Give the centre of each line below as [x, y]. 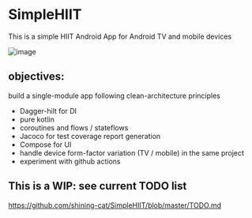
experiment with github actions [70, 161]
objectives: [36, 77]
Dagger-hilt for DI [48, 111]
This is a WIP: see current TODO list [98, 186]
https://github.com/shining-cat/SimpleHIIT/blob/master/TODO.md [115, 205]
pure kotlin [37, 119]
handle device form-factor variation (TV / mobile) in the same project [132, 152]
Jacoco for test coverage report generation [90, 136]
